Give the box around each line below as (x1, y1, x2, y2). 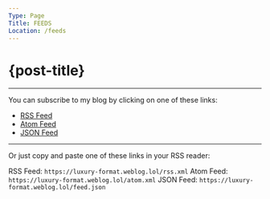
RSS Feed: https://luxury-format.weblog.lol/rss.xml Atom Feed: (8, 166, 228, 177)
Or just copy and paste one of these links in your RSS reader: (8, 151, 211, 160)
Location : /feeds (8, 26, 67, 35)
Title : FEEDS (8, 19, 52, 27)
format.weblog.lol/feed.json (8, 184, 106, 192)
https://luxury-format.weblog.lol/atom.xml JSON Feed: (8, 175, 198, 185)
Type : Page (8, 11, 45, 20)
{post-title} (8, 61, 86, 79)
